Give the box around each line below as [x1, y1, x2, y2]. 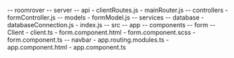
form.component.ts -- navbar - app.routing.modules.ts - [7, 36, 170, 44]
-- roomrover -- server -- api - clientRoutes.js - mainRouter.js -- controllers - [7, 6, 228, 14]
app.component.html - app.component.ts [7, 43, 126, 51]
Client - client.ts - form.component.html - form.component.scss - [7, 28, 196, 36]
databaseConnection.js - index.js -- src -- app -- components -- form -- [7, 21, 216, 29]
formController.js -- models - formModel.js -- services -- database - [7, 13, 205, 22]
